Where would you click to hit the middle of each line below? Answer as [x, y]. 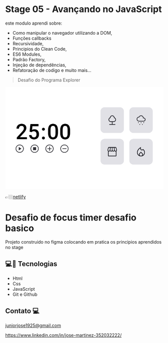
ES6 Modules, [27, 54]
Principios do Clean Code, [39, 49]
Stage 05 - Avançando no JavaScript [83, 9]
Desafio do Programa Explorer [49, 80]
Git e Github [25, 294]
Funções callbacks [32, 38]
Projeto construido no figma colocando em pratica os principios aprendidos [83, 242]
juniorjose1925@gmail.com [33, 325]
